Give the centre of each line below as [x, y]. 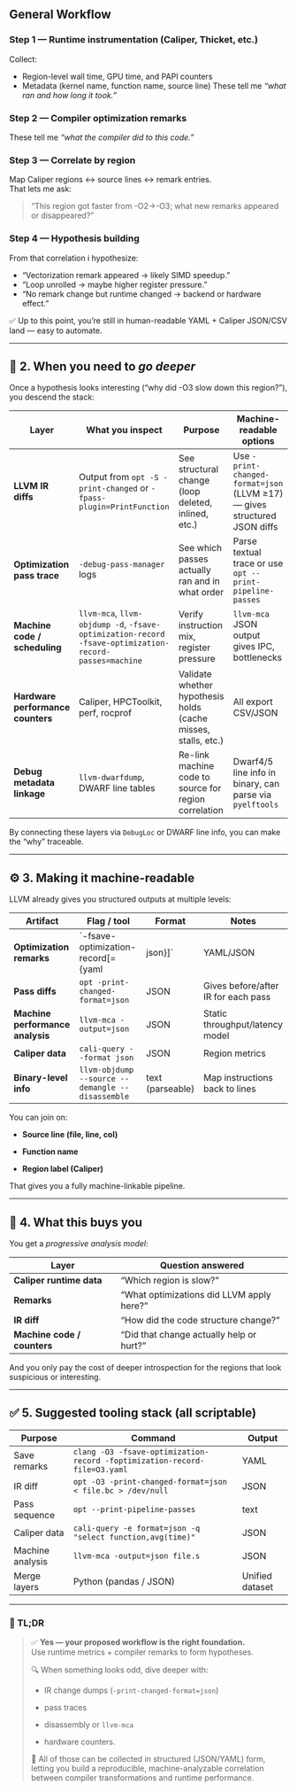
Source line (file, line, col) [70, 1135]
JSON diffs [255, 527]
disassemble [104, 1097]
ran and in [199, 581]
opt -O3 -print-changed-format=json [150, 1482]
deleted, [195, 502]
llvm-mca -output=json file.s [137, 1555]
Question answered [202, 1266]
